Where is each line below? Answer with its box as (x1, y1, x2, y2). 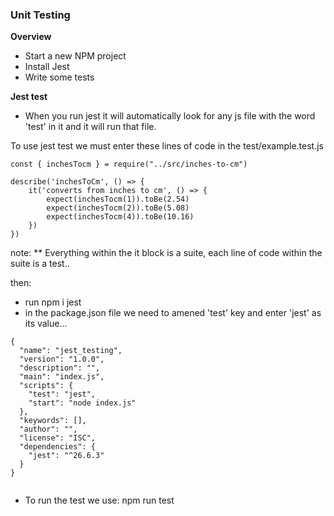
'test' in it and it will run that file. (24, 121, 157, 133)
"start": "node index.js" (28, 398, 137, 408)
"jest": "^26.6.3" (28, 451, 105, 461)
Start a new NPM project (24, 50, 127, 62)
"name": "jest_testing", (19, 346, 123, 356)
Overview (10, 31, 52, 43)
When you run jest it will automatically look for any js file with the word (24, 110, 316, 122)
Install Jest (24, 61, 70, 73)
